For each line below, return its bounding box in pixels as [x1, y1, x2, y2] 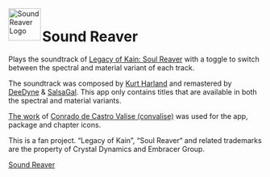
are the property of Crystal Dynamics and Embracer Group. [8, 144, 206, 154]
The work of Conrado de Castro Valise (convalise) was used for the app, [8, 111, 248, 120]
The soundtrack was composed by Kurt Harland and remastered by [8, 78, 232, 88]
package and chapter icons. [8, 120, 102, 129]
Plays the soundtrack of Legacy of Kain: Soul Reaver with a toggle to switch [8, 54, 260, 64]
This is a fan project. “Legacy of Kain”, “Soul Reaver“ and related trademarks [8, 135, 262, 145]
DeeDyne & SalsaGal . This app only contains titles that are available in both [8, 86, 258, 96]
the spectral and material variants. [8, 95, 122, 105]
